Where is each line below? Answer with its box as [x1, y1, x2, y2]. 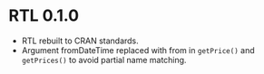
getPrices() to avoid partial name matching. [21, 54, 187, 65]
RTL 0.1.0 [8, 5, 79, 26]
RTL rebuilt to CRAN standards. [21, 35, 140, 46]
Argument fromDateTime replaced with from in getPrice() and [21, 44, 255, 55]
